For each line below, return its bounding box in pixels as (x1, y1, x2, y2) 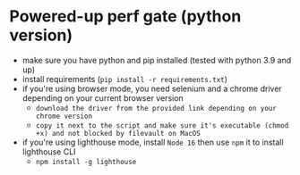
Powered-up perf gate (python (9, 6, 242, 27)
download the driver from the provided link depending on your (35, 104, 278, 112)
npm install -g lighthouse (35, 157, 137, 166)
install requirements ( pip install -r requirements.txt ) (21, 73, 228, 84)
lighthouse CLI (21, 146, 76, 157)
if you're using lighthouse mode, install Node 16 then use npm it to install (21, 137, 284, 147)
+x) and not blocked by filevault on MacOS (35, 129, 201, 137)
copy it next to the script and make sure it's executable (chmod (35, 121, 289, 130)
